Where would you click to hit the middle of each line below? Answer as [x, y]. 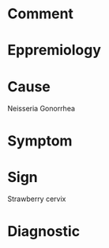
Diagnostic [44, 231]
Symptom [40, 141]
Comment [41, 14]
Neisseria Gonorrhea [41, 109]
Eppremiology [54, 50]
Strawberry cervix [37, 199]
